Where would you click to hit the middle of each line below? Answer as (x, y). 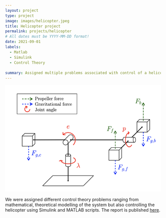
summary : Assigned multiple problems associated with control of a (76, 73)
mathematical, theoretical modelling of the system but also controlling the (80, 205)
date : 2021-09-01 (23, 42)
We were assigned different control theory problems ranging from (72, 199)
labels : (13, 47)
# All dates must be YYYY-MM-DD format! (47, 37)
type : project (20, 16)
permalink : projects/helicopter (38, 31)
